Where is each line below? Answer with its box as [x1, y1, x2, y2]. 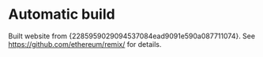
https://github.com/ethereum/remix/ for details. [8, 39, 162, 48]
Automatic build [8, 5, 116, 23]
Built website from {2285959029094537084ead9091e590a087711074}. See [8, 31, 255, 41]
